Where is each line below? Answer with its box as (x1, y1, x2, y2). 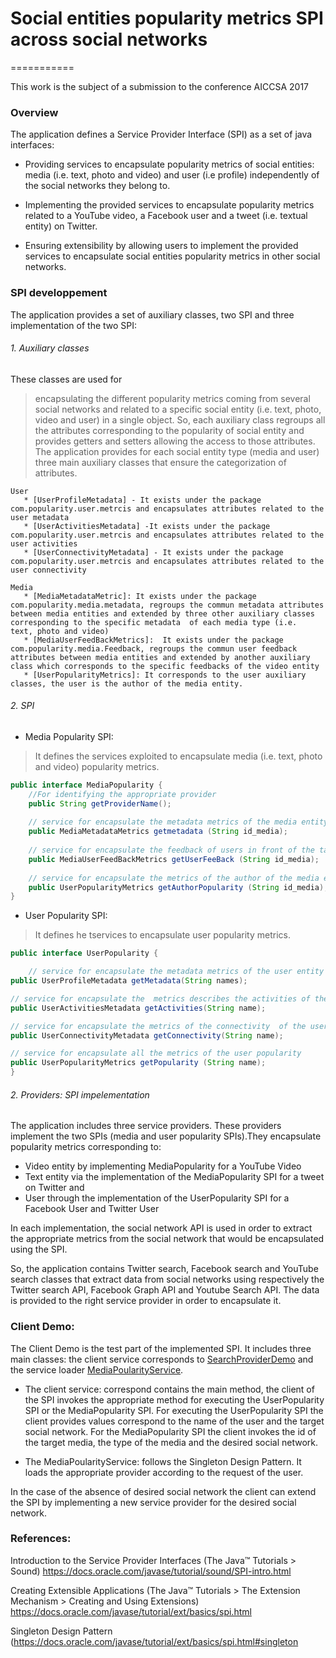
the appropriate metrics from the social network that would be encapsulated (10, 1233, 325, 1245)
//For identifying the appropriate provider (28, 789, 217, 799)
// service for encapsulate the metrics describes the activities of (10, 993, 311, 1004)
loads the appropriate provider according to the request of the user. (24, 1466, 304, 1478)
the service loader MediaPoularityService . (10, 1363, 184, 1376)
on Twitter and (24, 1182, 85, 1194)
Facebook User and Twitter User (24, 1203, 160, 1215)
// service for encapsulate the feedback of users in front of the (28, 845, 315, 856)
